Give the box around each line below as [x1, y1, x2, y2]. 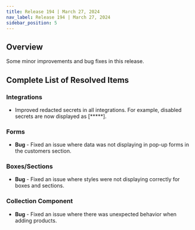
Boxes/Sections [6, 162, 53, 170]
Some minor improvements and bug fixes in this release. [6, 58, 144, 65]
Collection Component [6, 197, 73, 206]
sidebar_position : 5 [6, 20, 58, 26]
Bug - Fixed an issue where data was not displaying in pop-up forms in [14, 141, 190, 148]
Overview [6, 42, 44, 52]
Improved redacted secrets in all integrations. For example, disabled [14, 106, 182, 113]
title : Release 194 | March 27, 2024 [6, 8, 100, 15]
